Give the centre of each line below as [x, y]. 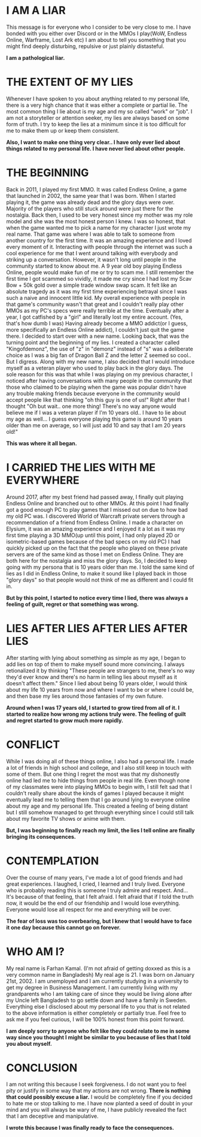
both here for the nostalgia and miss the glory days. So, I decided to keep [97, 560]
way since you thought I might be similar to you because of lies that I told [99, 1037]
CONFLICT [33, 744]
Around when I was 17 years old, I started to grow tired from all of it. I [93, 707]
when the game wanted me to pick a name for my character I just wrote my [99, 227]
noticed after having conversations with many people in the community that [99, 380]
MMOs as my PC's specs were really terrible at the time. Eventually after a [98, 310]
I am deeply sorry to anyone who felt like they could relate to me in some [98, 1031]
